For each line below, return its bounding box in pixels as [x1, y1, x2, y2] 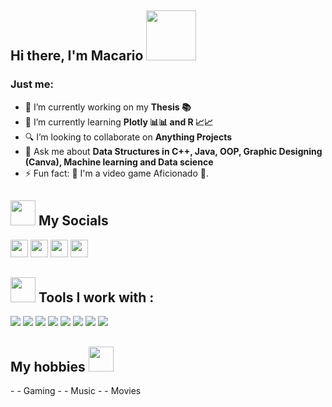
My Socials [38, 212, 109, 230]
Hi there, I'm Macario [10, 47, 144, 65]
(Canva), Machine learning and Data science [24, 156, 214, 168]
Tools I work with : [38, 289, 155, 306]
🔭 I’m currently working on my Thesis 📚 [24, 101, 192, 113]
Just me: [10, 77, 54, 91]
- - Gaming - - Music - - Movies [10, 385, 142, 397]
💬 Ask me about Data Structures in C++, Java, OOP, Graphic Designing [24, 145, 323, 157]
